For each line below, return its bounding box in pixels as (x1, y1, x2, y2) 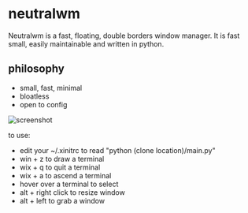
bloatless (19, 92, 50, 101)
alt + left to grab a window (19, 196, 105, 205)
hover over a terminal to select (19, 179, 119, 189)
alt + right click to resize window (19, 187, 126, 197)
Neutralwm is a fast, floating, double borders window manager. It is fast (8, 31, 240, 40)
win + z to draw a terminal (19, 154, 105, 163)
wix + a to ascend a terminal (19, 170, 112, 180)
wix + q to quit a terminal (19, 163, 101, 172)
